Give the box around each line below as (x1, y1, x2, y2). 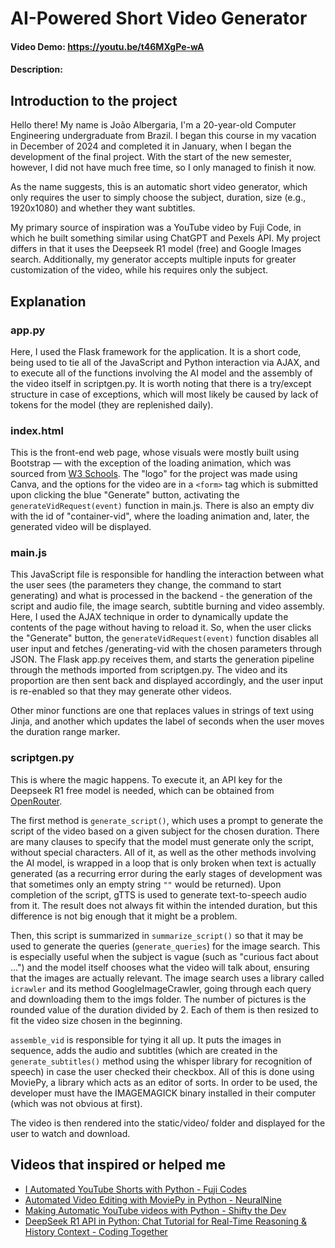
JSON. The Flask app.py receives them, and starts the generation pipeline (10, 653, 315, 666)
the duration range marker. (10, 726, 121, 738)
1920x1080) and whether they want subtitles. (10, 202, 196, 214)
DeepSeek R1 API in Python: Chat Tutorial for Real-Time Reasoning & (24, 1215, 307, 1227)
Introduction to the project (10, 92, 178, 109)
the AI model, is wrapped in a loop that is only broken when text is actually (10, 857, 317, 869)
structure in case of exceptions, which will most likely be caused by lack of (10, 388, 319, 400)
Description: (10, 63, 63, 76)
